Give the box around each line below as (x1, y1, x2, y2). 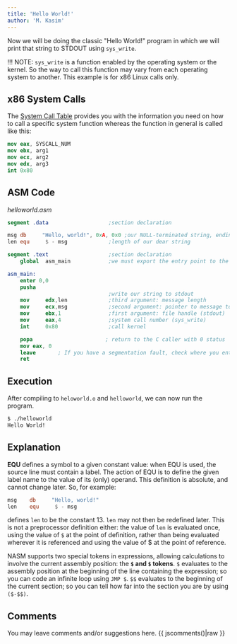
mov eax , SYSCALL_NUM (7, 141, 71, 148)
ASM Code (7, 187, 55, 199)
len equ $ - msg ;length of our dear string (7, 238, 191, 246)
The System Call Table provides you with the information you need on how (7, 112, 224, 120)
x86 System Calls (7, 93, 86, 105)
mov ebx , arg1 (7, 147, 49, 154)
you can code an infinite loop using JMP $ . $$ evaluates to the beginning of (7, 575, 224, 583)
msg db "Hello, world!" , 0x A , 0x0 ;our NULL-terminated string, (7, 231, 213, 239)
